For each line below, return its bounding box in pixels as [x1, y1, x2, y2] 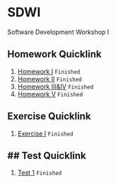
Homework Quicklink [7, 48, 102, 60]
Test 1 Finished [17, 168, 62, 177]
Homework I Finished [17, 67, 81, 75]
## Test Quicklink [7, 150, 86, 162]
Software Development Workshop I [7, 28, 110, 36]
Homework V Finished [17, 89, 83, 98]
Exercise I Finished [17, 129, 74, 138]
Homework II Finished [17, 74, 83, 83]
